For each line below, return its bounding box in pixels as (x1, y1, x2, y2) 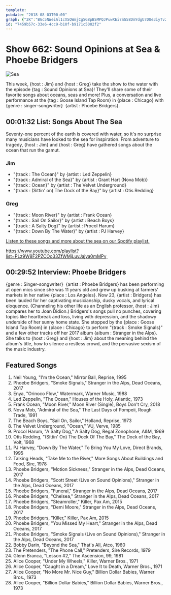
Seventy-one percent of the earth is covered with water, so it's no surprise (6, 131, 162, 137)
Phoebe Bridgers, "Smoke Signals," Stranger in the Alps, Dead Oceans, (13, 380, 162, 386)
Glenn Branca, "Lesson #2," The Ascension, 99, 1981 (13, 553, 123, 559)
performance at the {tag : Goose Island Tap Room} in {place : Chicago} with (6, 97, 164, 103)
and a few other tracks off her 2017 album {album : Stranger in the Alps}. (6, 330, 158, 336)
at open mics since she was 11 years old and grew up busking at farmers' (6, 287, 159, 293)
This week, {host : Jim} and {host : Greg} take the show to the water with (6, 81, 158, 87)
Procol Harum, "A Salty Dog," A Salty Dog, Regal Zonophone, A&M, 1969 (13, 428, 164, 435)
